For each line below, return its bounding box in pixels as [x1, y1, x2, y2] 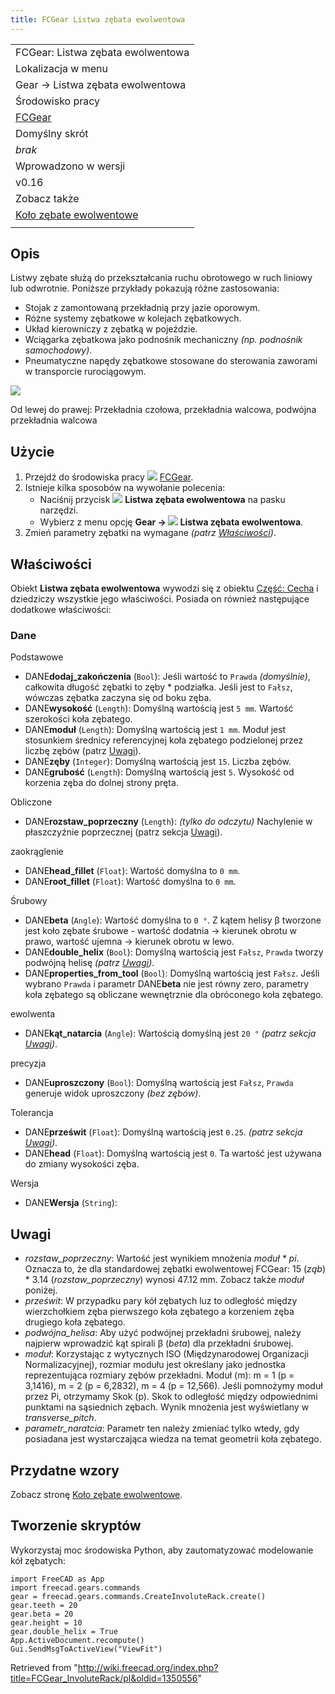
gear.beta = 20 [10, 1609, 74, 1619]
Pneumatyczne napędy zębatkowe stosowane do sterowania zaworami [24, 355, 318, 367]
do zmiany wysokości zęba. [24, 1158, 140, 1170]
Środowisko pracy [15, 94, 101, 108]
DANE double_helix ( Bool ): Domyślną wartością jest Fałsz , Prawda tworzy [24, 946, 324, 958]
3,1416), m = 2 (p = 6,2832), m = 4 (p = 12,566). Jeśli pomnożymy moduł [24, 1380, 323, 1392]
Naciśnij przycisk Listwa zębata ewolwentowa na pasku [39, 494, 286, 506]
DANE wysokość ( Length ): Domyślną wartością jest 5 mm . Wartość [24, 702, 294, 715]
